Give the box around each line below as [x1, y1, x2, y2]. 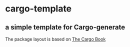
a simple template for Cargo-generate [5, 23, 125, 31]
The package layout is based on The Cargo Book [5, 36, 106, 42]
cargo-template [5, 3, 72, 14]
